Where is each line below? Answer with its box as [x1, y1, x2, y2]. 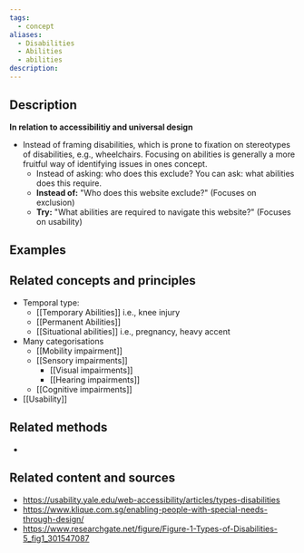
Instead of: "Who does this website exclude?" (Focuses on [35, 187, 257, 198]
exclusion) [35, 197, 75, 208]
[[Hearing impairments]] [49, 374, 141, 385]
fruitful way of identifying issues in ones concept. [22, 158, 208, 169]
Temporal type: [22, 296, 80, 308]
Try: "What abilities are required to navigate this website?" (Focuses [35, 206, 292, 218]
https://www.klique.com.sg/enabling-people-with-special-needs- [22, 504, 268, 515]
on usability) [35, 216, 83, 227]
